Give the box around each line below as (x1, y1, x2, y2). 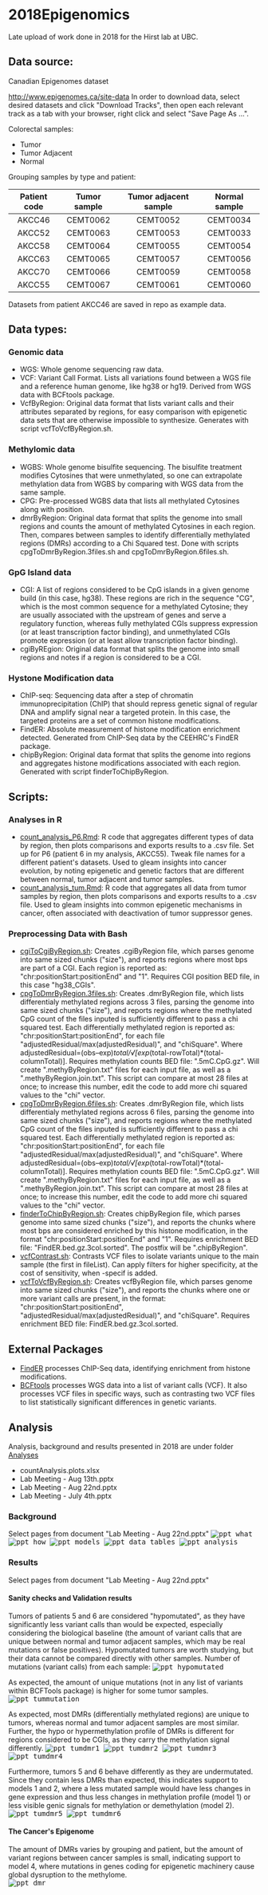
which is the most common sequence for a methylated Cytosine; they (19, 602, 249, 612)
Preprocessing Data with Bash (8, 928, 128, 939)
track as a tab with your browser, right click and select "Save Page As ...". (8, 108, 250, 118)
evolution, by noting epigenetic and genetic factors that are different (19, 866, 245, 876)
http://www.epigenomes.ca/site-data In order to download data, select (8, 92, 241, 101)
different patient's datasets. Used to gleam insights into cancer (19, 857, 227, 867)
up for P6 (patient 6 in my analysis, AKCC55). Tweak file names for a (19, 849, 246, 859)
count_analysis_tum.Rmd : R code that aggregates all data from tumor (19, 883, 247, 892)
